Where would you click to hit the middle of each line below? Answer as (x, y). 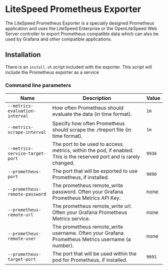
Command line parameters (38, 85)
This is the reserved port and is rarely (96, 157)
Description (97, 98)
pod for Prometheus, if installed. (90, 260)
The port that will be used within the (94, 254)
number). (63, 245)
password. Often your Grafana (88, 192)
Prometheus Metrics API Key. (86, 198)
